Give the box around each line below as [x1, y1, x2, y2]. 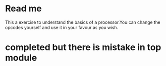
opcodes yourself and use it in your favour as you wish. [5, 24, 118, 30]
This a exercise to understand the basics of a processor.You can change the [5, 19, 161, 25]
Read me [5, 3, 42, 14]
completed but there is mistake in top [5, 42, 162, 53]
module [5, 52, 37, 64]
